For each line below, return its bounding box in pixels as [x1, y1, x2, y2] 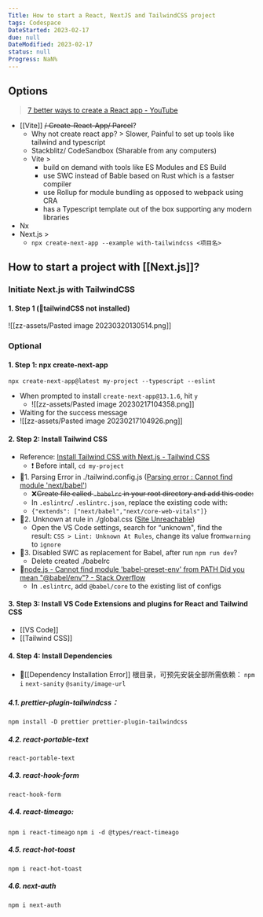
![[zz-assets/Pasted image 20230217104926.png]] [19, 416, 183, 425]
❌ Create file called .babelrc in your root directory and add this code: [31, 488, 254, 498]
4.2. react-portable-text [8, 735, 89, 744]
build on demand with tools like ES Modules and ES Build [42, 162, 227, 171]
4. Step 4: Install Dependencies [8, 651, 112, 661]
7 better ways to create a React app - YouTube [27, 105, 178, 115]
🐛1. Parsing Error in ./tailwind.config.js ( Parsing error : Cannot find [19, 472, 233, 481]
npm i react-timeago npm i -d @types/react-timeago [8, 828, 179, 836]
